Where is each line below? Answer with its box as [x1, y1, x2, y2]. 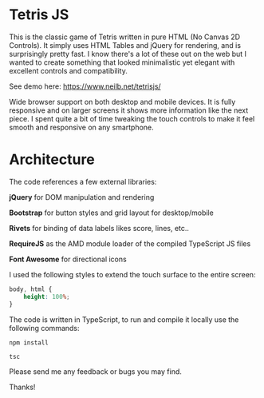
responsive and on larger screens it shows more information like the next [9, 105, 249, 115]
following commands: [9, 323, 80, 332]
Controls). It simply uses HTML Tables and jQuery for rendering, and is [9, 40, 242, 50]
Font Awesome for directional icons [9, 254, 127, 264]
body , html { [9, 285, 53, 293]
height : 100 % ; [23, 293, 70, 300]
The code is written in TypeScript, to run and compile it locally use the [9, 314, 239, 324]
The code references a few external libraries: [9, 177, 157, 186]
